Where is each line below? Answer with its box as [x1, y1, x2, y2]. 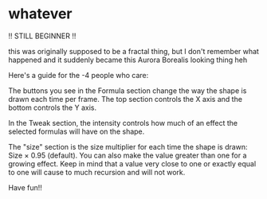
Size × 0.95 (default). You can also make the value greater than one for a [8, 150, 247, 160]
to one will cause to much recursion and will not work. [8, 167, 186, 177]
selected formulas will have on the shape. [8, 127, 145, 136]
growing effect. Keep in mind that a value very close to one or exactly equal [8, 158, 257, 168]
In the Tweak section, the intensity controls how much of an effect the [8, 118, 238, 127]
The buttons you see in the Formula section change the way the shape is [8, 85, 247, 96]
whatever [8, 5, 73, 23]
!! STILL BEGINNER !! [8, 31, 77, 41]
